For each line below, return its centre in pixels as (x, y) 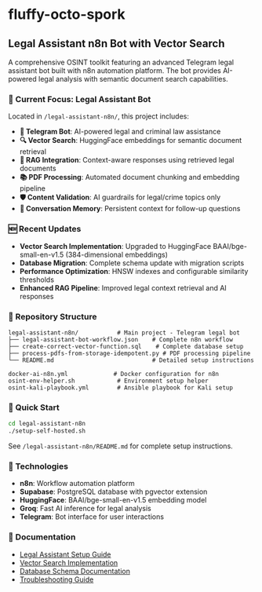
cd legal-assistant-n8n (47, 424)
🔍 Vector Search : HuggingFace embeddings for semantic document (131, 141)
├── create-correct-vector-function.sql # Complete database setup (126, 346)
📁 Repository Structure (53, 316)
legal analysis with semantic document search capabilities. (133, 79)
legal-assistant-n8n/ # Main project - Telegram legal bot (124, 333)
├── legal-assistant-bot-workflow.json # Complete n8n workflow (121, 339)
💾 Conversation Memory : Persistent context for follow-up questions (130, 209)
